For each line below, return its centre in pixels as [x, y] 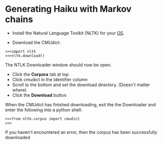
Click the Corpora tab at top [40, 74]
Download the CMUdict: [36, 42]
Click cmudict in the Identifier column [50, 79]
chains [19, 19]
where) [19, 90]
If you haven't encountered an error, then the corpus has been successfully [81, 132]
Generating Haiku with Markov [68, 9]
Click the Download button [39, 95]
